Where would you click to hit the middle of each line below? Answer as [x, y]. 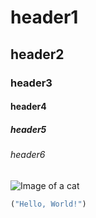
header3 [31, 83]
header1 [44, 17]
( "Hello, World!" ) [48, 204]
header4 [28, 107]
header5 [28, 129]
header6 [28, 155]
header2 [37, 54]
